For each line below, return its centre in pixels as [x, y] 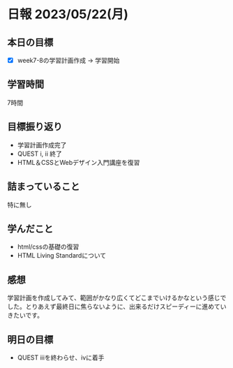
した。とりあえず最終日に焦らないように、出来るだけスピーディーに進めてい [117, 307]
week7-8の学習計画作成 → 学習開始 [68, 60]
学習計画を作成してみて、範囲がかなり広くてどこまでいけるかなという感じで [117, 298]
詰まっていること [44, 187]
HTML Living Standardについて [62, 256]
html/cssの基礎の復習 [48, 247]
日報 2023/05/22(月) [68, 14]
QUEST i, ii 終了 [40, 154]
